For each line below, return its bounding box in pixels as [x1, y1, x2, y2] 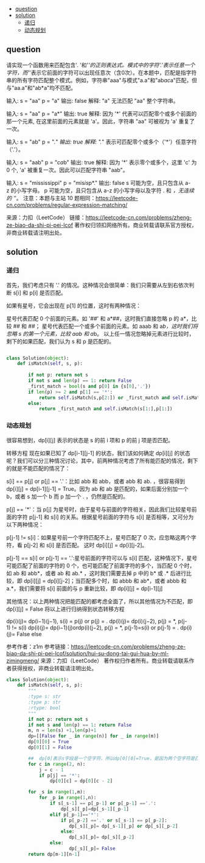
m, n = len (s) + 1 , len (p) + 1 [28, 727, 97, 733]
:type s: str [28, 693, 61, 700]
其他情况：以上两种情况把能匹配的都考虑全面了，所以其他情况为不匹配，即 [6, 597, 193, 605]
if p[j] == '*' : [38, 772, 80, 778]
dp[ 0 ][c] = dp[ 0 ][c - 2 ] [49, 778, 113, 784]
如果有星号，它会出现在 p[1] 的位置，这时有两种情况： [6, 302, 142, 309]
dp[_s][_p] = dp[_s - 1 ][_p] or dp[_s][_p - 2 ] [69, 823, 178, 829]
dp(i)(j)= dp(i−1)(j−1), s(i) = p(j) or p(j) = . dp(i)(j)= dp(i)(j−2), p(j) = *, [6, 617, 177, 625]
